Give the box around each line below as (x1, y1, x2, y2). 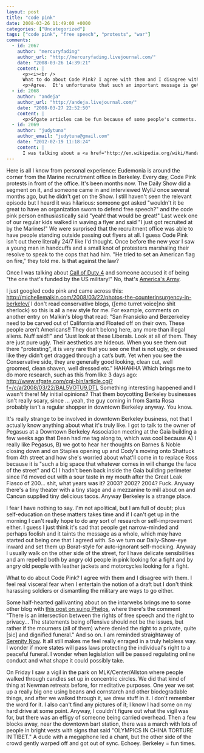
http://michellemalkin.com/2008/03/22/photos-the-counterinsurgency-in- (6, 293, 192, 301)
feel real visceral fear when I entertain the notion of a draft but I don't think (6, 581, 193, 588)
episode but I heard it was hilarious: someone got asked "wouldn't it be (6, 199, 184, 206)
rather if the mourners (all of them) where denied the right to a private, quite (6, 624, 197, 632)
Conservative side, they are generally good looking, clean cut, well (6, 358, 173, 365)
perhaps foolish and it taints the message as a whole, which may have (6, 530, 182, 537)
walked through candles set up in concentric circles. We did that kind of (6, 675, 186, 682)
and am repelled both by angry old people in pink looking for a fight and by (6, 556, 193, 563)
